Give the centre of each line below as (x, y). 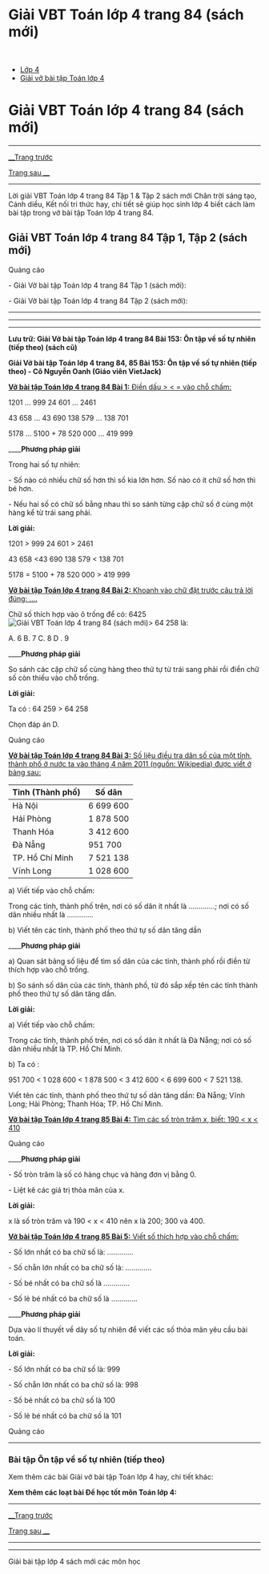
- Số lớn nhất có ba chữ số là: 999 (64, 1369)
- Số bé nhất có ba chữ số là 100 (62, 1400)
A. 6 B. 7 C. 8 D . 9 (39, 638)
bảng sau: (25, 772)
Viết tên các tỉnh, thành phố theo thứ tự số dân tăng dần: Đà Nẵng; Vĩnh (127, 1095)
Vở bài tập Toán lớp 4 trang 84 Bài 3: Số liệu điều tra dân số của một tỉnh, (130, 755)
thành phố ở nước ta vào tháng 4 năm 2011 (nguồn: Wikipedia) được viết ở (130, 763)
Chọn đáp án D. (34, 724)
